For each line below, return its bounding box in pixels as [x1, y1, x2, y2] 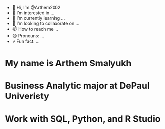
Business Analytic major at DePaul [5, 80, 150, 91]
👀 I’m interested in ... [12, 10, 55, 16]
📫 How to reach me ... [12, 26, 58, 32]
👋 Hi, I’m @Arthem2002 [12, 5, 61, 10]
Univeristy [5, 91, 49, 102]
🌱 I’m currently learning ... [12, 15, 65, 21]
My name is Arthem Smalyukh [5, 58, 132, 69]
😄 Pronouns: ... [12, 33, 45, 39]
